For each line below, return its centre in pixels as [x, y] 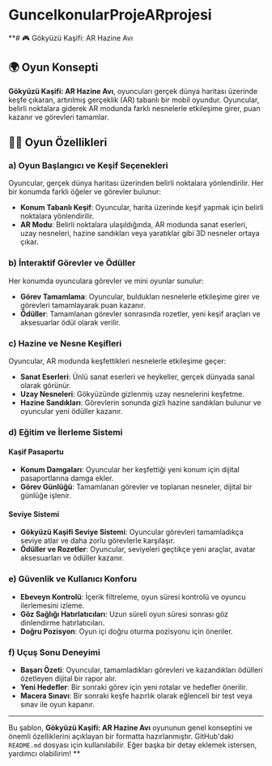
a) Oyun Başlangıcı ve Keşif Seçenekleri [88, 166]
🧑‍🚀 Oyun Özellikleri [58, 142]
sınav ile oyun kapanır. [57, 704]
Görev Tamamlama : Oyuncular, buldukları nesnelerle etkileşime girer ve [140, 296]
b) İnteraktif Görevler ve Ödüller [72, 263]
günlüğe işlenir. [45, 496]
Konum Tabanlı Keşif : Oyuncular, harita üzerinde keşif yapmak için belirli [142, 208]
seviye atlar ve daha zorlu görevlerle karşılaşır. [98, 540]
